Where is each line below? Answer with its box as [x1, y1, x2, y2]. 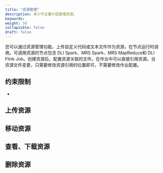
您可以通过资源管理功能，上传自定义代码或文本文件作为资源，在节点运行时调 [5, 44, 159, 49]
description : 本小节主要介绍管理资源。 [5, 12, 77, 17]
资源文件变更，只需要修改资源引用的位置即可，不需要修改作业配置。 [5, 62, 142, 68]
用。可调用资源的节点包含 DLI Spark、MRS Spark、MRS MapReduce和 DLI [5, 50, 155, 56]
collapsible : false [5, 25, 45, 30]
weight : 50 [5, 20, 27, 26]
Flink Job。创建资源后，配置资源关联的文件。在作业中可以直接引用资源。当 [5, 56, 156, 61]
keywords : [5, 16, 25, 21]
